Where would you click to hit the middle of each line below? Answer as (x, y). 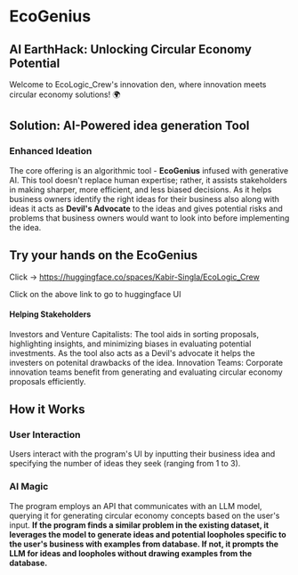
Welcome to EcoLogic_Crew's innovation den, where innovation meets (138, 85)
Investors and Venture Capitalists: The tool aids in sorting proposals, (134, 334)
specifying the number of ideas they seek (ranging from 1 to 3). (125, 464)
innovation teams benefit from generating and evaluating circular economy (146, 372)
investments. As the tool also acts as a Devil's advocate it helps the (132, 352)
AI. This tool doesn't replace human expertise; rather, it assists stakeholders (148, 180)
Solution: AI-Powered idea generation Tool (129, 126)
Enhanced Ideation (51, 151)
